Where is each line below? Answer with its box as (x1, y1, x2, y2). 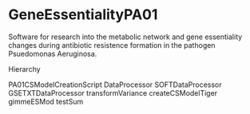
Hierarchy (8, 64, 42, 73)
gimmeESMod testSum (8, 96, 84, 106)
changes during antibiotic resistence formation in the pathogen (8, 40, 216, 49)
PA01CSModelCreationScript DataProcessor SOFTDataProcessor (8, 80, 222, 89)
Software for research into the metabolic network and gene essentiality (8, 32, 243, 41)
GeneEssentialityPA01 (8, 6, 158, 24)
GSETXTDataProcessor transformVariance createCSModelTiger (8, 88, 218, 97)
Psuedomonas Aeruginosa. (8, 49, 97, 58)
